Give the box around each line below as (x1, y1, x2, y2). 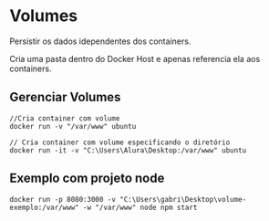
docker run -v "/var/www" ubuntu (9, 121, 137, 131)
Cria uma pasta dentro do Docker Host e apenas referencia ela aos (9, 53, 261, 64)
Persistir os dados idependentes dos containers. (9, 36, 191, 47)
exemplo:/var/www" (9, 203, 79, 212)
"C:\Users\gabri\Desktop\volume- (119, 195, 247, 204)
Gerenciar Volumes (9, 89, 121, 105)
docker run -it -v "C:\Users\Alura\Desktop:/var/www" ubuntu (9, 145, 247, 155)
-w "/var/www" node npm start (82, 203, 198, 212)
